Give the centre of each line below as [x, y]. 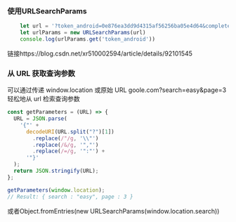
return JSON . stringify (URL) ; [56, 171]
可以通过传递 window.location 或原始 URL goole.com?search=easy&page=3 [117, 90]
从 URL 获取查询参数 [41, 73]
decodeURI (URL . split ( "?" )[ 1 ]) [70, 131]
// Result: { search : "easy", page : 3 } [70, 197]
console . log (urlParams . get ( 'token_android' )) [88, 39]
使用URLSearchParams [47, 11]
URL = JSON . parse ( [41, 119]
